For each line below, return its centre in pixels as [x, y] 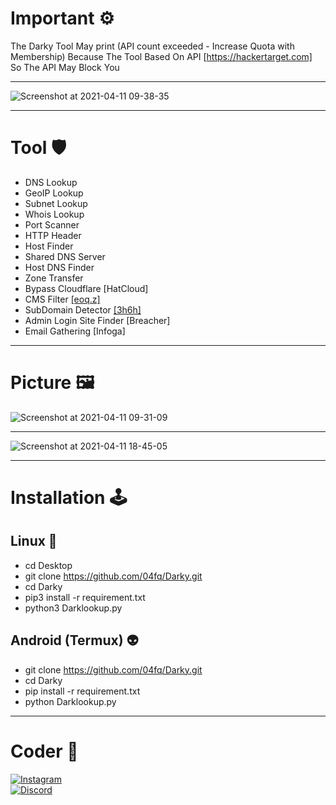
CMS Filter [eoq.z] [62, 299]
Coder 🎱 [44, 751]
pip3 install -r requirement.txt [85, 597]
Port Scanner [52, 224]
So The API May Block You [65, 67]
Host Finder [49, 246]
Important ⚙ [62, 18]
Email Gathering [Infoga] [75, 331]
